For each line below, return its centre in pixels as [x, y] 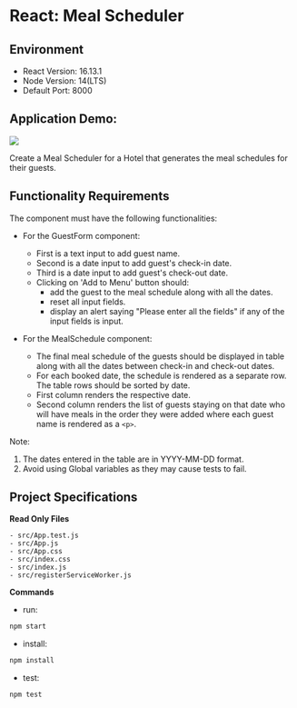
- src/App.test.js [44, 536]
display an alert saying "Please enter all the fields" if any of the [167, 311]
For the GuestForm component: [81, 235]
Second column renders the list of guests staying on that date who [161, 404]
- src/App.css [36, 552]
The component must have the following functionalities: [114, 218]
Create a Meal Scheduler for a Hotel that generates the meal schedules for [149, 158]
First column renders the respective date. [113, 394]
